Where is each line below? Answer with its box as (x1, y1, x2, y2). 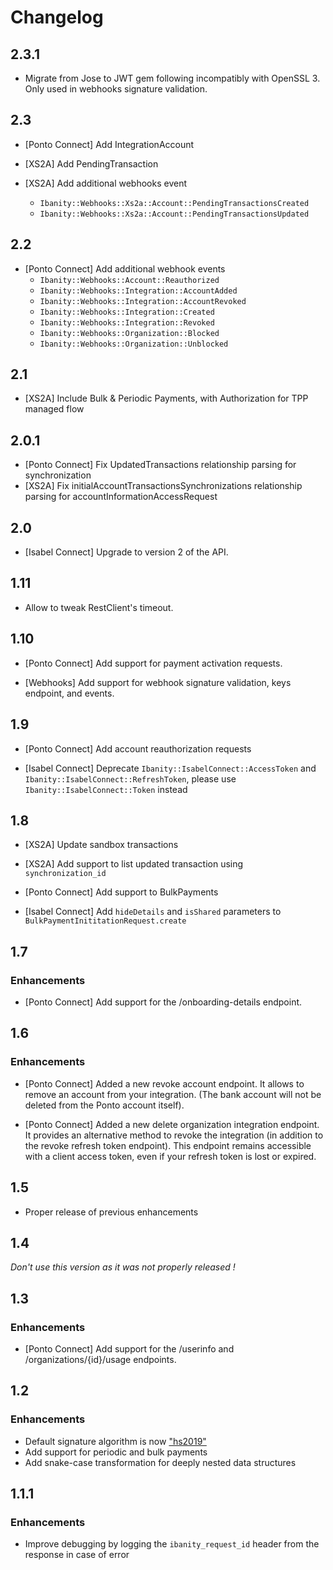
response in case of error (24, 1549, 130, 1561)
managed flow (24, 403, 85, 415)
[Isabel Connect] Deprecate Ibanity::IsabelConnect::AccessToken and (24, 762, 317, 774)
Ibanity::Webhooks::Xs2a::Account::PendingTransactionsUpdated (39, 209, 310, 219)
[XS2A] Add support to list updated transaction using (24, 858, 244, 870)
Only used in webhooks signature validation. (24, 83, 208, 95)
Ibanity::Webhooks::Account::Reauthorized (39, 275, 220, 285)
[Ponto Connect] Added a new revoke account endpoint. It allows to (24, 1077, 305, 1090)
